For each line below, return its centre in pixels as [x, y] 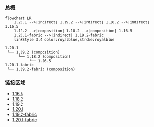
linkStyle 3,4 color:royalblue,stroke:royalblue [64, 40]
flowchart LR [18, 18]
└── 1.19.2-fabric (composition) [41, 69]
